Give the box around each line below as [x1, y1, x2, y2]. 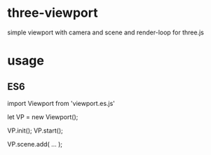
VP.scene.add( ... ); [7, 140, 63, 148]
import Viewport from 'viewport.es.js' [7, 99, 116, 107]
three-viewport [7, 5, 98, 21]
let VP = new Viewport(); [7, 112, 79, 121]
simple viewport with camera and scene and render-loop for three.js [7, 28, 205, 36]
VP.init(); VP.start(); [7, 126, 63, 135]
